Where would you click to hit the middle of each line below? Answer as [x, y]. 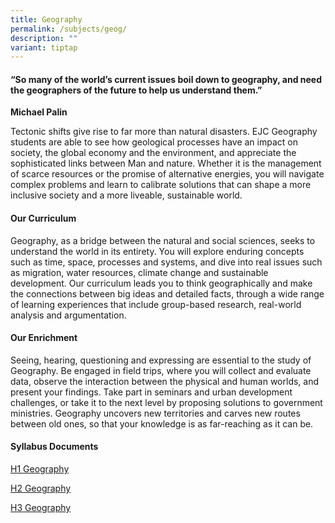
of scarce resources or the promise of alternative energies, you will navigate [167, 174]
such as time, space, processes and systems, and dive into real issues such [166, 262]
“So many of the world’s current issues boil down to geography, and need [166, 79]
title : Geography [46, 19]
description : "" [44, 38]
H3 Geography [41, 508]
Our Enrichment [44, 338]
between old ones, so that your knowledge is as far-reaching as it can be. [162, 423]
